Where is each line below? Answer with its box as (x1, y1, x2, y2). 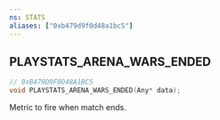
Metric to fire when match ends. (9, 102, 126, 113)
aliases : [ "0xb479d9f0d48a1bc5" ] (9, 21, 134, 30)
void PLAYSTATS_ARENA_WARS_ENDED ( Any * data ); (9, 86, 181, 95)
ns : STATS (9, 12, 46, 22)
